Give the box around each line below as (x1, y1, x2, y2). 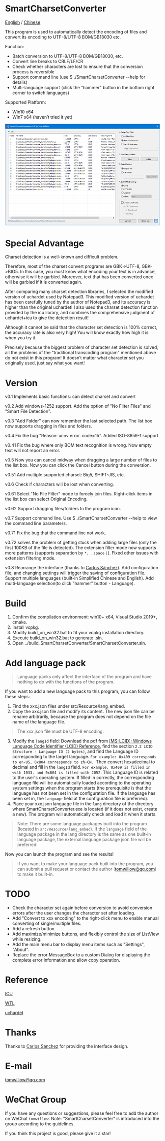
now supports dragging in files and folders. (5, 423, 92, 429)
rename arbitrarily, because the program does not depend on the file (12, 714, 151, 719)
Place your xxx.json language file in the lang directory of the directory (12, 801, 154, 807)
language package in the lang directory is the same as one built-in (17, 831, 151, 837)
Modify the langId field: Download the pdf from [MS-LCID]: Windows (12, 738, 152, 744)
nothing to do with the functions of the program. (17, 679, 114, 685)
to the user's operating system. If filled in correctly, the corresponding (12, 775, 155, 781)
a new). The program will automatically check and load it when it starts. (12, 811, 157, 817)
